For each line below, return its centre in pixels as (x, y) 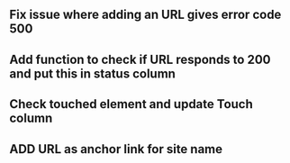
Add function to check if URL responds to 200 (140, 59)
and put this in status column (92, 73)
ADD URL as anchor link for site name (116, 149)
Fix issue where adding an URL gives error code (145, 15)
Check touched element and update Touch (131, 104)
